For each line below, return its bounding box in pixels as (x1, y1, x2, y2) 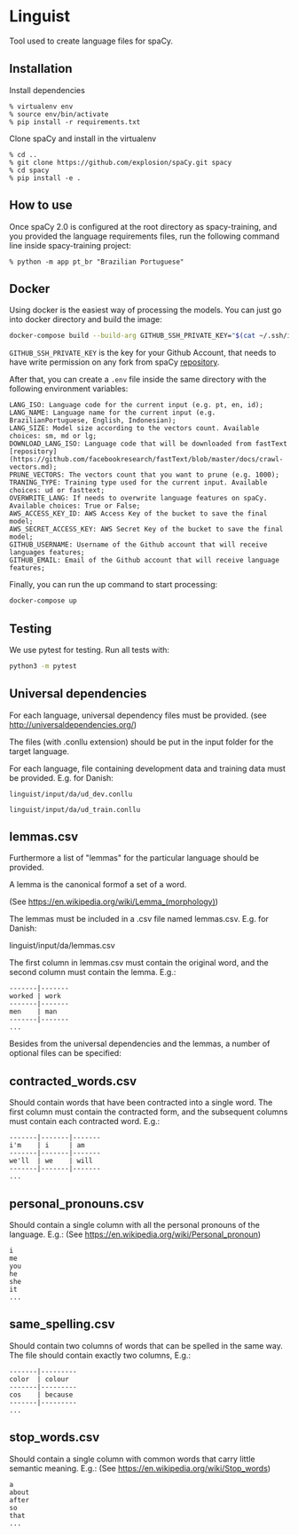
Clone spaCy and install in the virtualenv (9, 133, 157, 144)
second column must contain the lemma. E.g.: (9, 967, 176, 978)
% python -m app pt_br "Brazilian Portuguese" (9, 257, 184, 266)
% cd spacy (9, 166, 50, 175)
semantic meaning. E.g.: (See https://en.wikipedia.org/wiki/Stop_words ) (9, 1462, 271, 1474)
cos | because (9, 1390, 74, 1399)
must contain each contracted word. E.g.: (9, 1116, 161, 1127)
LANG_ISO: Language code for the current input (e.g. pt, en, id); (9, 401, 264, 410)
